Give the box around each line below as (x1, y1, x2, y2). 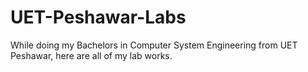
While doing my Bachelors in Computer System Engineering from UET (10, 39, 298, 51)
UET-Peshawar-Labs (10, 6, 187, 29)
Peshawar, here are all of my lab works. (10, 49, 173, 61)
